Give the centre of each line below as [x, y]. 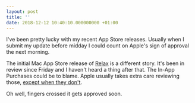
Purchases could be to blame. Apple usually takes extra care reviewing [93, 76]
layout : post [22, 12]
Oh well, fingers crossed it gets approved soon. [64, 94]
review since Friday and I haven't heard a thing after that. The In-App [91, 70]
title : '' [18, 17]
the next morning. [28, 52]
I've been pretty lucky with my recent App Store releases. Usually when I [95, 40]
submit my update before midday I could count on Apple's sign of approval [97, 46]
